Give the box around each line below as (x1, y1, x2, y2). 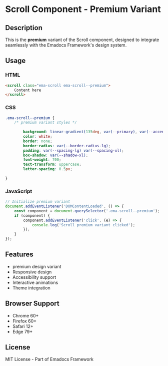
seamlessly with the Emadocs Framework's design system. (5, 42, 127, 48)
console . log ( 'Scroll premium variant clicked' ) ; (31, 222, 135, 227)
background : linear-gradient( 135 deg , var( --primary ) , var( (23, 129, 149, 135)
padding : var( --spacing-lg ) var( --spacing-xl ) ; (23, 148, 124, 153)
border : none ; (23, 139, 52, 144)
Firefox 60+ (12, 318, 36, 324)
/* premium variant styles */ (14, 120, 77, 125)
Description (5, 24, 42, 32)
